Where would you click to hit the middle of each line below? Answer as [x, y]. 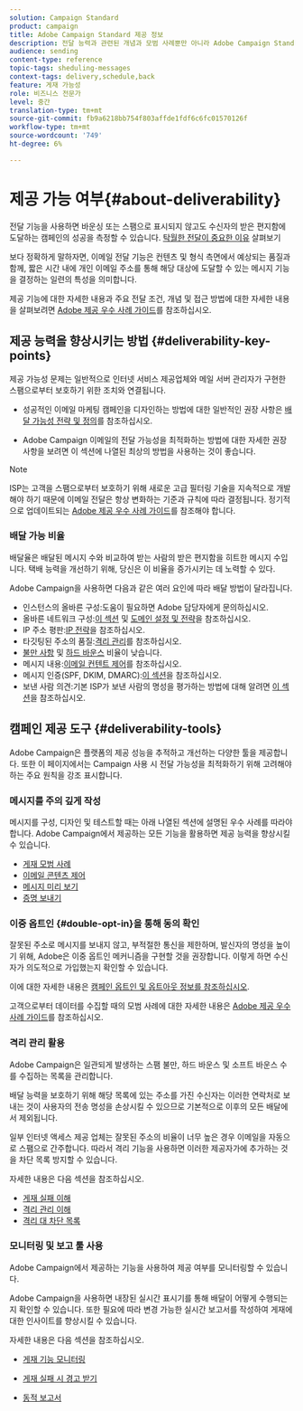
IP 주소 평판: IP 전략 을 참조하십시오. [84, 630]
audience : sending [44, 52]
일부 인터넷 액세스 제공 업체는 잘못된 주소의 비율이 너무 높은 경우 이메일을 [138, 1137]
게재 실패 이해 [46, 1198]
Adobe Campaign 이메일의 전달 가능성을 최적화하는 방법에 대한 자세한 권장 [154, 440]
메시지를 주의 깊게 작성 [55, 800]
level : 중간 [30, 102]
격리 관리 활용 [37, 1043]
